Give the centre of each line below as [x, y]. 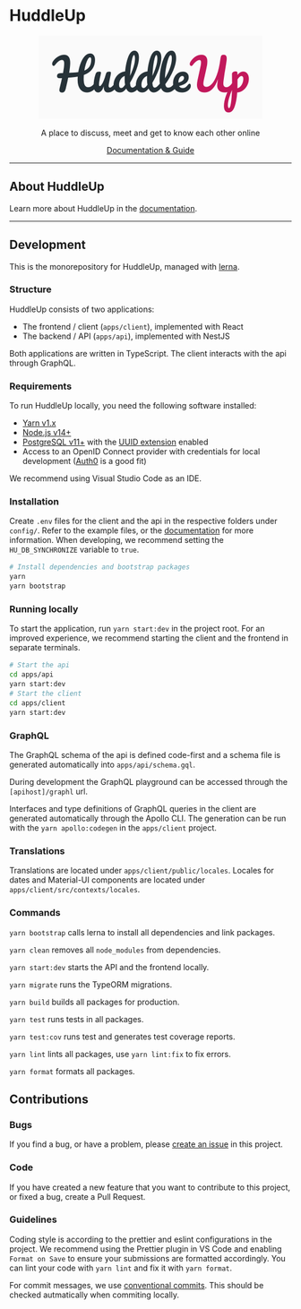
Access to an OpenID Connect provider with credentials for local [141, 452]
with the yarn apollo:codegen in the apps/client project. [113, 827]
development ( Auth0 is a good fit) [84, 461]
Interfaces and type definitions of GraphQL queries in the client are [133, 808]
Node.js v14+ [47, 433]
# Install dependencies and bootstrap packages [100, 567]
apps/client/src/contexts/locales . [75, 890]
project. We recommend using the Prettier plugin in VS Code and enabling [146, 1249]
